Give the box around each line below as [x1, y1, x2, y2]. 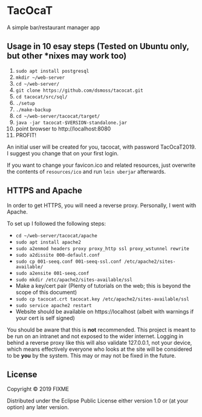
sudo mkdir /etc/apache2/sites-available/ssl [15, 277, 132, 283]
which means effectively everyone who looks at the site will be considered [7, 345, 192, 353]
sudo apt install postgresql [15, 68, 90, 74]
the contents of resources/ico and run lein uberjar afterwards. [7, 168, 166, 175]
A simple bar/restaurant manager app [7, 24, 100, 31]
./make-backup [15, 107, 51, 113]
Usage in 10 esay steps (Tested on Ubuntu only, [7, 41, 189, 52]
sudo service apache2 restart [15, 302, 93, 308]
